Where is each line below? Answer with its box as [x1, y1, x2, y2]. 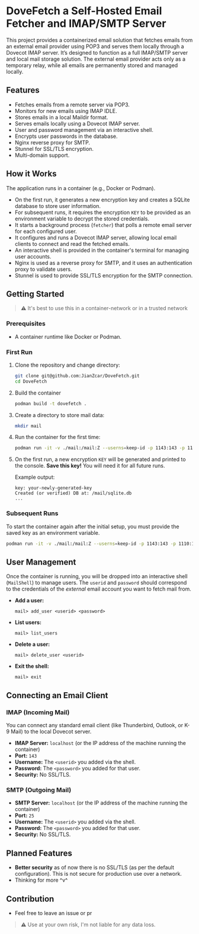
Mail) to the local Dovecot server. [11, 728, 92, 735]
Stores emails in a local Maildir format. [14, 113, 108, 121]
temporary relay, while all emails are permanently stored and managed [6, 61, 178, 69]
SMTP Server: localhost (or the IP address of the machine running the [14, 799, 188, 806]
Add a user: [14, 597, 44, 604]
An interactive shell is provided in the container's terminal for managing [14, 247, 190, 254]
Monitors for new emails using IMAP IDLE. [14, 107, 117, 114]
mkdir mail [14, 423, 42, 429]
